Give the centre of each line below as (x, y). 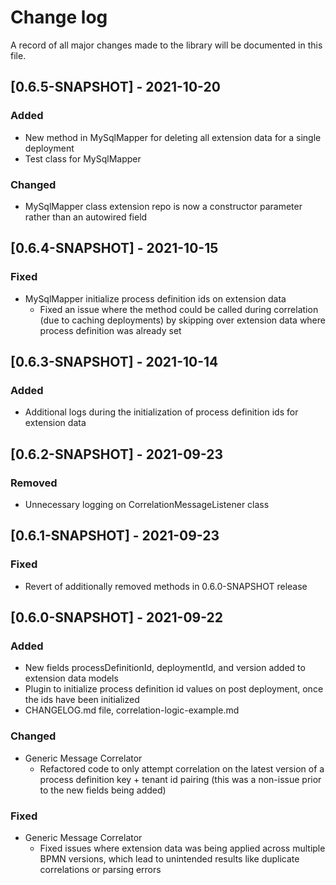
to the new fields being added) (103, 790)
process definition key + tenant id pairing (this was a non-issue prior (180, 779)
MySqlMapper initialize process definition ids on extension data (155, 298)
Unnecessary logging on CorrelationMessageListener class (147, 504)
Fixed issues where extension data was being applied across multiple (182, 848)
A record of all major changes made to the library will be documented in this (166, 45)
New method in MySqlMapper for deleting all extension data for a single (173, 137)
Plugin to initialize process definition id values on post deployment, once (174, 689)
